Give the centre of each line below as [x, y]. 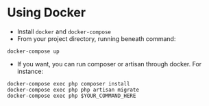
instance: [30, 71]
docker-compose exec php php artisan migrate [73, 90]
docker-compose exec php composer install [69, 83]
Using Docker [47, 13]
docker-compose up [33, 51]
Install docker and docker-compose [64, 31]
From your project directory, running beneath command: [96, 38]
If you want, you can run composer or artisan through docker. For [109, 64]
